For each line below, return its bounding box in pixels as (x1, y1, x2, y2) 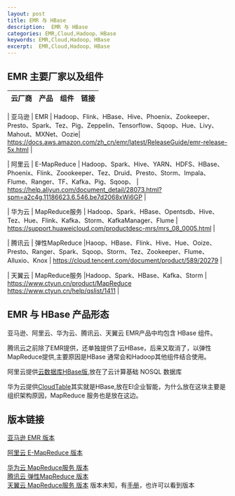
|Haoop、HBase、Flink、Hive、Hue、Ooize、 (83, 239, 216, 247)
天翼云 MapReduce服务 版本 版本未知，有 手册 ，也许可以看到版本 (7, 481, 195, 490)
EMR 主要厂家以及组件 (7, 71, 104, 83)
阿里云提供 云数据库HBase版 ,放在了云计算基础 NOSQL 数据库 (7, 367, 182, 376)
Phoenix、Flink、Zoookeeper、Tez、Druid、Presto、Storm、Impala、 (7, 168, 210, 177)
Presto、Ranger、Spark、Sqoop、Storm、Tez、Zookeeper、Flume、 (7, 247, 208, 255)
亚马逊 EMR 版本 (7, 433, 55, 442)
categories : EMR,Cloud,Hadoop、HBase (7, 30, 117, 37)
